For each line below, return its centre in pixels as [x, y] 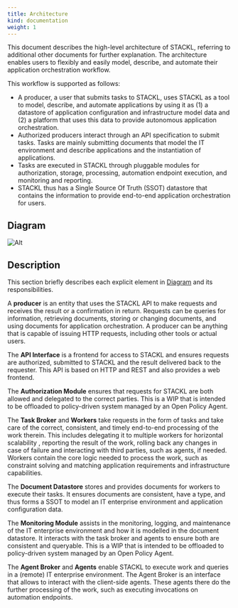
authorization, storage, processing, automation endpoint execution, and [122, 173]
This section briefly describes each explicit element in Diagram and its [110, 282]
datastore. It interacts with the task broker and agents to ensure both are [113, 538]
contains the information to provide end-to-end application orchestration [124, 195]
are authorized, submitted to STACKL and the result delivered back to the [114, 362]
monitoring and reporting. [55, 180]
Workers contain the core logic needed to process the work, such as [108, 458]
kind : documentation [38, 21]
